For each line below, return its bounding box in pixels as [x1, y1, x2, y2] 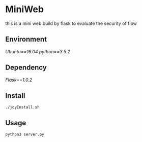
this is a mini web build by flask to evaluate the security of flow [5, 20, 137, 26]
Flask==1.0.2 [5, 77, 33, 83]
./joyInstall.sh [5, 105, 40, 110]
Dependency [5, 63, 47, 72]
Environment [5, 35, 47, 44]
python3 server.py [5, 132, 44, 137]
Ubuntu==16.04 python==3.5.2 [5, 48, 70, 54]
